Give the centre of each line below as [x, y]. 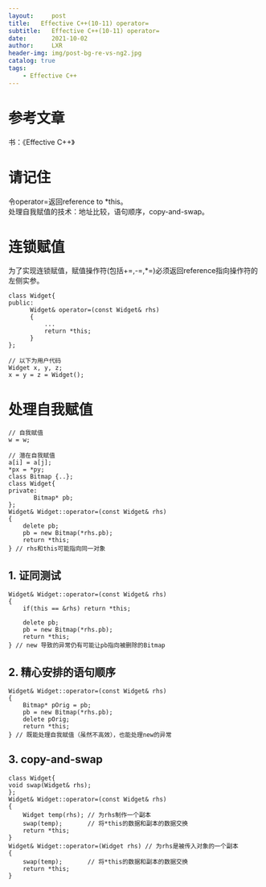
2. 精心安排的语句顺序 [62, 672]
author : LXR [35, 46]
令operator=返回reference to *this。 [68, 201]
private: [23, 491]
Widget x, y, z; [35, 368]
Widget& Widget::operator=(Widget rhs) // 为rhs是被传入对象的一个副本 [123, 846]
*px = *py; [27, 470]
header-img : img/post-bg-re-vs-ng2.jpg [75, 53]
